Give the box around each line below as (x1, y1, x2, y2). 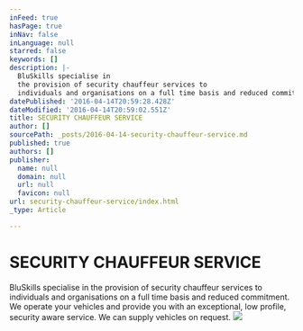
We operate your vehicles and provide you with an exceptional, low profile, (9, 300, 287, 311)
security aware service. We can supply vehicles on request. (9, 311, 232, 322)
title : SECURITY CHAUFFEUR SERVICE (9, 113, 143, 122)
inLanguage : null (9, 38, 75, 48)
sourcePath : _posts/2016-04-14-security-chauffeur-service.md (9, 130, 248, 139)
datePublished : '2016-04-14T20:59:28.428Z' (9, 96, 176, 106)
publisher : (9, 155, 50, 165)
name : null (17, 164, 59, 173)
